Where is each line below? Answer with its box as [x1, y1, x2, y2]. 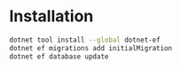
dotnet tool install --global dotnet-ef [9, 35, 161, 44]
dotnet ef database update [9, 51, 109, 61]
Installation [9, 6, 94, 27]
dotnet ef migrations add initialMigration [9, 43, 173, 52]
